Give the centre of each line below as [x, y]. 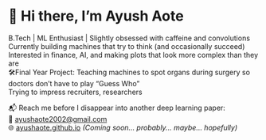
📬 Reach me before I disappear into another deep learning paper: [117, 108]
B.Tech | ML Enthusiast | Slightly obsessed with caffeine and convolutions [129, 38]
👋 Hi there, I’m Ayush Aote [96, 16]
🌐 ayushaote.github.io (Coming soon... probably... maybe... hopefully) [123, 127]
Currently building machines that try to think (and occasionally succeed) [127, 46]
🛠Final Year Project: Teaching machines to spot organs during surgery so [129, 72]
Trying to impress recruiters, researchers [75, 92]
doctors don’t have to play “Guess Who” [74, 83]
